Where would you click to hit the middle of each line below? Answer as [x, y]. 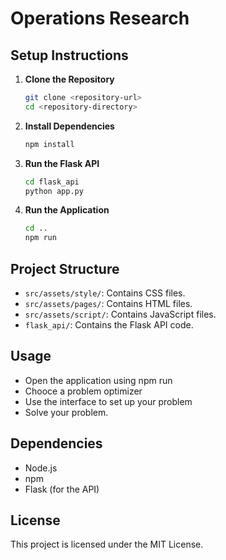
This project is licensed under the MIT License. [107, 544]
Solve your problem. [66, 412]
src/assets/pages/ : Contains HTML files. [108, 303]
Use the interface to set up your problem [108, 401]
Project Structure [65, 268]
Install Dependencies [69, 126]
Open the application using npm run [98, 380]
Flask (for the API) [62, 489]
